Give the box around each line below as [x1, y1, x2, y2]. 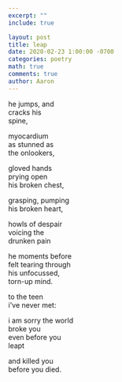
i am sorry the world [8, 316, 73, 325]
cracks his [8, 108, 42, 117]
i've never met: [8, 300, 57, 309]
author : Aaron [8, 77, 55, 85]
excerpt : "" [8, 11, 47, 20]
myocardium [8, 131, 49, 141]
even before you [8, 332, 61, 342]
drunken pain [8, 236, 51, 245]
